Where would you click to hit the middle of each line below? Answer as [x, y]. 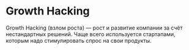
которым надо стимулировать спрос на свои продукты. [79, 40]
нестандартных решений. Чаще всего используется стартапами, [91, 34]
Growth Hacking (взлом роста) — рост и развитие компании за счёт [94, 28]
